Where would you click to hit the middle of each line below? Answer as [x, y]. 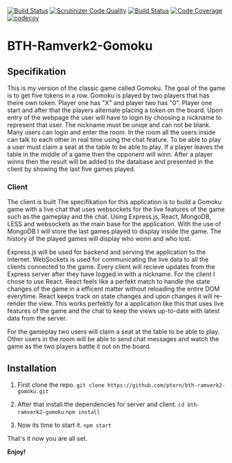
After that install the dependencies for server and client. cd [101, 404]
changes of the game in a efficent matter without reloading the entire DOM [114, 289]
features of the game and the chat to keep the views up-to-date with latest [114, 311]
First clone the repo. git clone [61, 385]
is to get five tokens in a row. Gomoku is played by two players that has [108, 96]
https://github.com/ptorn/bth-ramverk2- [166, 385]
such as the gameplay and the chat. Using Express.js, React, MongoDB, [109, 217]
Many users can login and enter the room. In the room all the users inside [111, 132]
